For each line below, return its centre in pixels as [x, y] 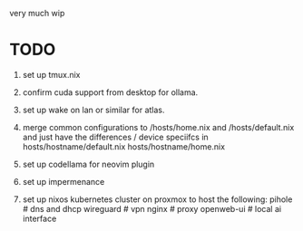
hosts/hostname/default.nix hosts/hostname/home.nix [123, 146]
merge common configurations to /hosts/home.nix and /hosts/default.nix [158, 127]
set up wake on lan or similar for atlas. [93, 110]
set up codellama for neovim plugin [88, 164]
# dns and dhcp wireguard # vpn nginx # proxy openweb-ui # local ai [152, 208]
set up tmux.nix [51, 74]
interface [39, 218]
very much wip [37, 13]
